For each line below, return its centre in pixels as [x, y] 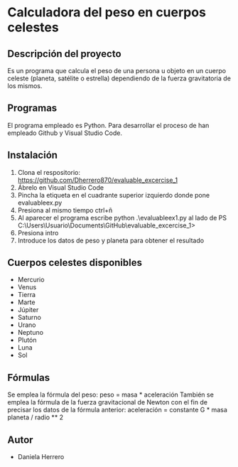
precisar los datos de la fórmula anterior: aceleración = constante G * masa [117, 410]
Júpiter [28, 310]
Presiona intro [38, 232]
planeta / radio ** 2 [36, 417]
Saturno [29, 318]
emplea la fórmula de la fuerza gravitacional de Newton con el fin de [108, 402]
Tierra [27, 295]
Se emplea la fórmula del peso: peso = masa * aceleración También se [111, 394]
